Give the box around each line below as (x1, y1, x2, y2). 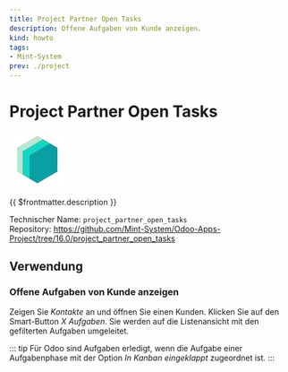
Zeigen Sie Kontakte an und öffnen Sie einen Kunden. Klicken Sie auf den (9, 306, 280, 317)
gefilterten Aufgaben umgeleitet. (9, 325, 130, 336)
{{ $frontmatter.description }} (9, 196, 118, 207)
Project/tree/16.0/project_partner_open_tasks (9, 233, 176, 244)
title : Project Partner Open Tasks (9, 14, 142, 23)
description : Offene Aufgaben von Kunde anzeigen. (9, 23, 202, 33)
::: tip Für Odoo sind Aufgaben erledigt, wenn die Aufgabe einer (9, 342, 243, 353)
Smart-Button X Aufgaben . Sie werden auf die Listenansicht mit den (9, 316, 259, 326)
